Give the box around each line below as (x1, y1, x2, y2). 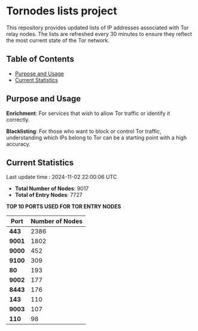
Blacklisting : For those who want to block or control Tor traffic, (6, 127, 162, 135)
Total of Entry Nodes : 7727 (14, 192, 83, 199)
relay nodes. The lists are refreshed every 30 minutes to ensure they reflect (6, 30, 193, 37)
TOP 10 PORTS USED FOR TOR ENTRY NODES (6, 203, 121, 210)
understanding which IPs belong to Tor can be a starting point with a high (6, 133, 187, 141)
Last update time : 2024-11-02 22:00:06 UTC (6, 174, 117, 181)
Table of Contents (6, 54, 75, 64)
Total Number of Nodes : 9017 (14, 185, 89, 192)
